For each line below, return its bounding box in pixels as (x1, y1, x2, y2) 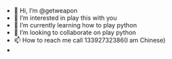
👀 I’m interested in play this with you (13, 14, 117, 22)
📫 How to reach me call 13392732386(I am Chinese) (13, 36, 166, 44)
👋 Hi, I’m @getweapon (13, 7, 78, 14)
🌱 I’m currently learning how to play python (13, 21, 137, 29)
